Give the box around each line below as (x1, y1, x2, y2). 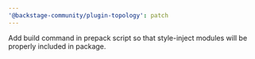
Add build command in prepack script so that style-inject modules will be (8, 33, 248, 42)
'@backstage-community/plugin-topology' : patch (8, 11, 169, 20)
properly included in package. (8, 41, 106, 51)
